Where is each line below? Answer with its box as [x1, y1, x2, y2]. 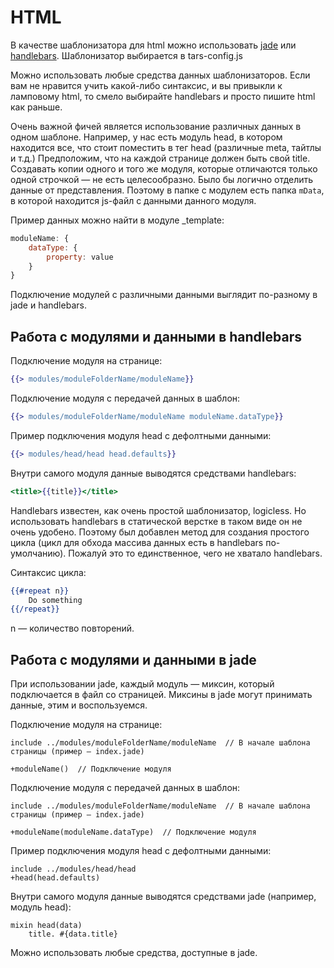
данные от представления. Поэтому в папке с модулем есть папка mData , [10, 184, 325, 196]
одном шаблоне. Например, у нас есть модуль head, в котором [10, 131, 283, 143]
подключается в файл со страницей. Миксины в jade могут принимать [10, 689, 313, 701]
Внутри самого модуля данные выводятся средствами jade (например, [10, 891, 317, 903]
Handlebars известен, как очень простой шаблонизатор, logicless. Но [10, 504, 307, 516]
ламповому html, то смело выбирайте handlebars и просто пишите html [10, 90, 316, 102]
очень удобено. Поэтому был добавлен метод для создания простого [10, 526, 310, 538]
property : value [46, 252, 114, 262]
